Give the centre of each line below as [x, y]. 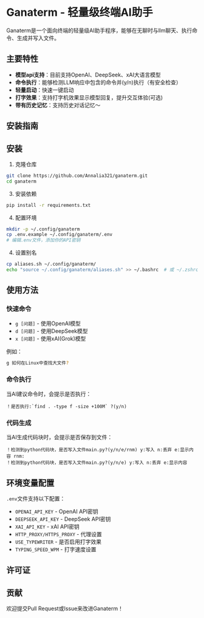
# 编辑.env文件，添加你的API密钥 [43, 240]
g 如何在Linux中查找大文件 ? [38, 363]
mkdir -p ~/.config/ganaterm [43, 229]
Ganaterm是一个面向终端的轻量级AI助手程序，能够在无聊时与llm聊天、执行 [99, 30]
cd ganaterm [21, 181]
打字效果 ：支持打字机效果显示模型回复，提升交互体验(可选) [89, 97]
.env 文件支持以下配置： [36, 499]
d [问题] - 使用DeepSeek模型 [51, 331]
